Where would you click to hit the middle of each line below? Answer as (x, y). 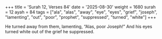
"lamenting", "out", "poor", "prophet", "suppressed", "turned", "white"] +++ (81, 17)
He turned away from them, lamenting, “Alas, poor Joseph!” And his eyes (79, 26)
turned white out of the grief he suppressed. (50, 32)
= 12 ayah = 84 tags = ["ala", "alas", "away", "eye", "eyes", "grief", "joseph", (81, 12)
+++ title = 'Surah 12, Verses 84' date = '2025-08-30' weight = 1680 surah (80, 7)
